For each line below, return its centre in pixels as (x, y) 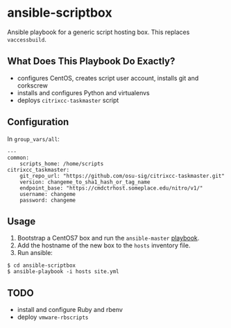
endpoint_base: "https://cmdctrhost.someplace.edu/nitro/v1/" (111, 188)
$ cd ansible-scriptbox (42, 265)
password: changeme (48, 200)
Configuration (38, 122)
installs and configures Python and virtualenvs (84, 92)
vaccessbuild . (27, 39)
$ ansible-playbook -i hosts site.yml (63, 272)
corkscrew (33, 85)
